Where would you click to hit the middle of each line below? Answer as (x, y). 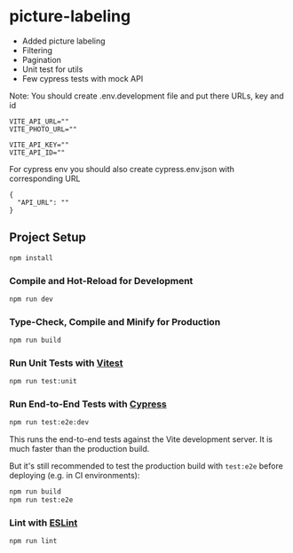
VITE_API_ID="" (37, 153)
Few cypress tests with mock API (83, 78)
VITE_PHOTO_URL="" (43, 129)
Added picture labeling (63, 41)
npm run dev (31, 299)
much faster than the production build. (79, 449)
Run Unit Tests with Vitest (66, 363)
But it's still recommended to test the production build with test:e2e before (146, 466)
